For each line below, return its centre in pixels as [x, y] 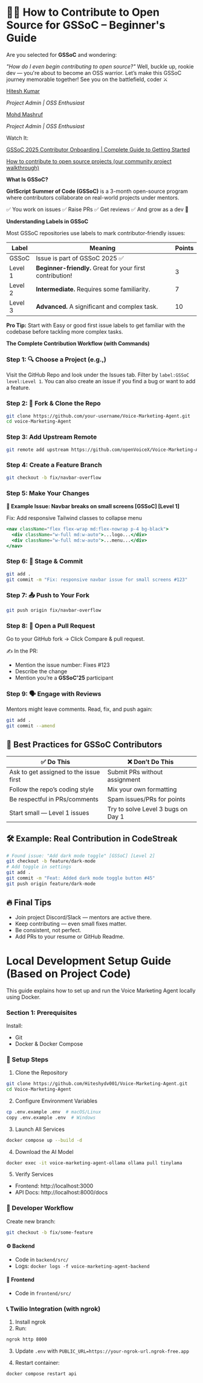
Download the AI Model [44, 1151]
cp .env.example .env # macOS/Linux [54, 1112]
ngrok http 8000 [27, 1339]
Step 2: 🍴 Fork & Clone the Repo [53, 403]
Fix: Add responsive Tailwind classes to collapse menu [74, 518]
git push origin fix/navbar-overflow [54, 610]
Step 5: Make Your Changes [48, 493]
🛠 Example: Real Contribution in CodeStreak [92, 839]
